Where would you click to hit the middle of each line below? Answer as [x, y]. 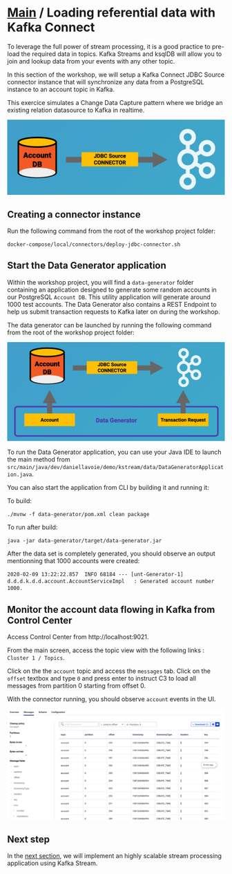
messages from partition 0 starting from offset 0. [77, 685]
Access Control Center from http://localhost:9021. [78, 636]
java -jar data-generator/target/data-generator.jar [85, 541]
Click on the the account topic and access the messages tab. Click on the [109, 671]
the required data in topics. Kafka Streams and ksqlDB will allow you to [122, 54]
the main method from [39, 459]
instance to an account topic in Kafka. [61, 89]
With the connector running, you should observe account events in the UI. [112, 699]
